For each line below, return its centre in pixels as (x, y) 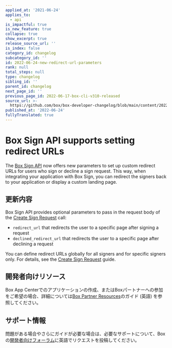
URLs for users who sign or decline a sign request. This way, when (76, 171)
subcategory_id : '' (26, 58)
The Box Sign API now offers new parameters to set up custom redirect (80, 165)
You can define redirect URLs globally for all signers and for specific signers (85, 254)
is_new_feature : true (28, 29)
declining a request (33, 244)
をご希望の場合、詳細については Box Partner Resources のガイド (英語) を (82, 296)
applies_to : (18, 15)
